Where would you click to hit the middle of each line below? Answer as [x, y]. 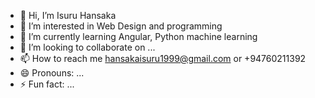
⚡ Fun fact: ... [47, 84]
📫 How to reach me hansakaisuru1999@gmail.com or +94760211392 [163, 58]
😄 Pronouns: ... [52, 73]
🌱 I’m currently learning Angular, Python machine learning [138, 36]
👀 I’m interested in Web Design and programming [121, 26]
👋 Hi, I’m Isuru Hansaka [68, 15]
